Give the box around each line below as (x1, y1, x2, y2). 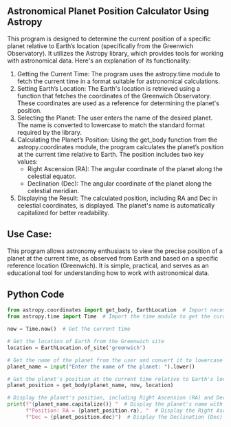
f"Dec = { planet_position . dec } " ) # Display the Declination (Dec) (25, 413, 223, 420)
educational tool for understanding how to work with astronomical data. (7, 268, 210, 277)
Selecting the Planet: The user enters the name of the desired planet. (16, 113, 213, 122)
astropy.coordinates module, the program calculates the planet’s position (16, 142, 224, 151)
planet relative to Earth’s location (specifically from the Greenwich (7, 41, 194, 50)
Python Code (7, 289, 65, 300)
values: (16, 157, 38, 166)
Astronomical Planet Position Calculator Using (7, 6, 210, 17)
